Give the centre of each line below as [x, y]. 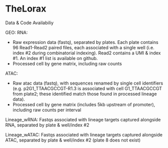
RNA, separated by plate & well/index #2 [47, 125]
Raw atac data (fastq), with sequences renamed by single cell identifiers [88, 83]
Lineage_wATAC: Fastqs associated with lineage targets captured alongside [84, 134]
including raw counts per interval [47, 110]
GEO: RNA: [16, 32]
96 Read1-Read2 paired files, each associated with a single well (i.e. [83, 47]
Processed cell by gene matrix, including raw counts [67, 63]
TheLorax [26, 9]
